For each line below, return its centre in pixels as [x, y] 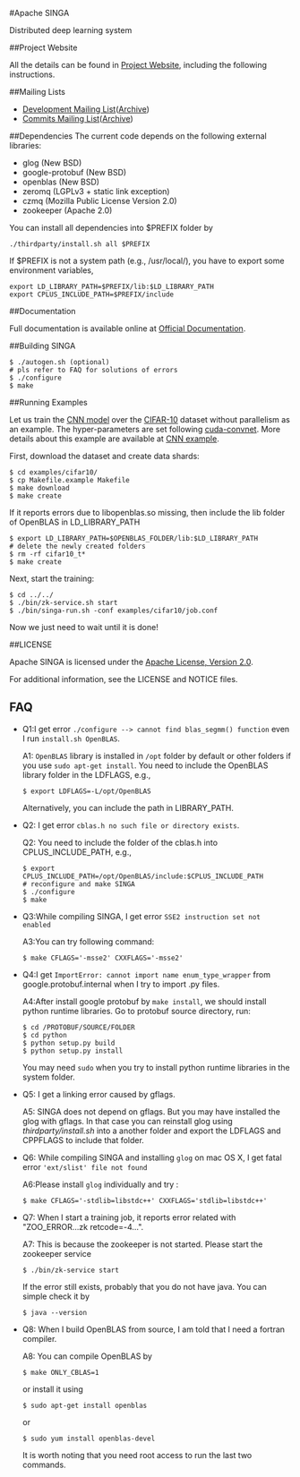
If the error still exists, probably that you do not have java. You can [144, 1286]
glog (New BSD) [52, 163]
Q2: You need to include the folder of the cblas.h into [120, 842]
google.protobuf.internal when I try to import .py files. [121, 984]
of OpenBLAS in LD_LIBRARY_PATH [75, 522]
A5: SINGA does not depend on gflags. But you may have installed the [151, 1111]
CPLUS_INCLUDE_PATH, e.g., [77, 852]
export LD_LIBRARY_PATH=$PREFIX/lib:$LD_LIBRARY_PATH [112, 286]
